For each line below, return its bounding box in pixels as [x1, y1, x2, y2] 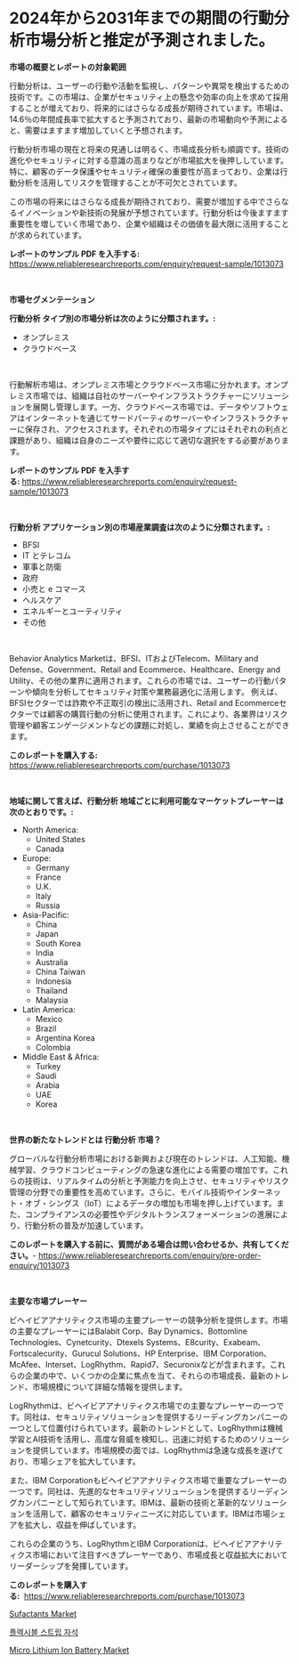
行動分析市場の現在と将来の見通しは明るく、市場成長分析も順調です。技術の [9, 143, 289, 154]
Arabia [35, 1079, 61, 1091]
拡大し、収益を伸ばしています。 [24, 1519, 141, 1530]
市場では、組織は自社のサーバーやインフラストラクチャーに [32, 390, 251, 401]
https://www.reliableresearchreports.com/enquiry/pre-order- [38, 1250, 262, 1261]
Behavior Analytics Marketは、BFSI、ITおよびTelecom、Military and [9, 653, 259, 663]
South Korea [35, 938, 82, 948]
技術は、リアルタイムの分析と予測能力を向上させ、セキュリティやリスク [24, 1175, 289, 1186]
